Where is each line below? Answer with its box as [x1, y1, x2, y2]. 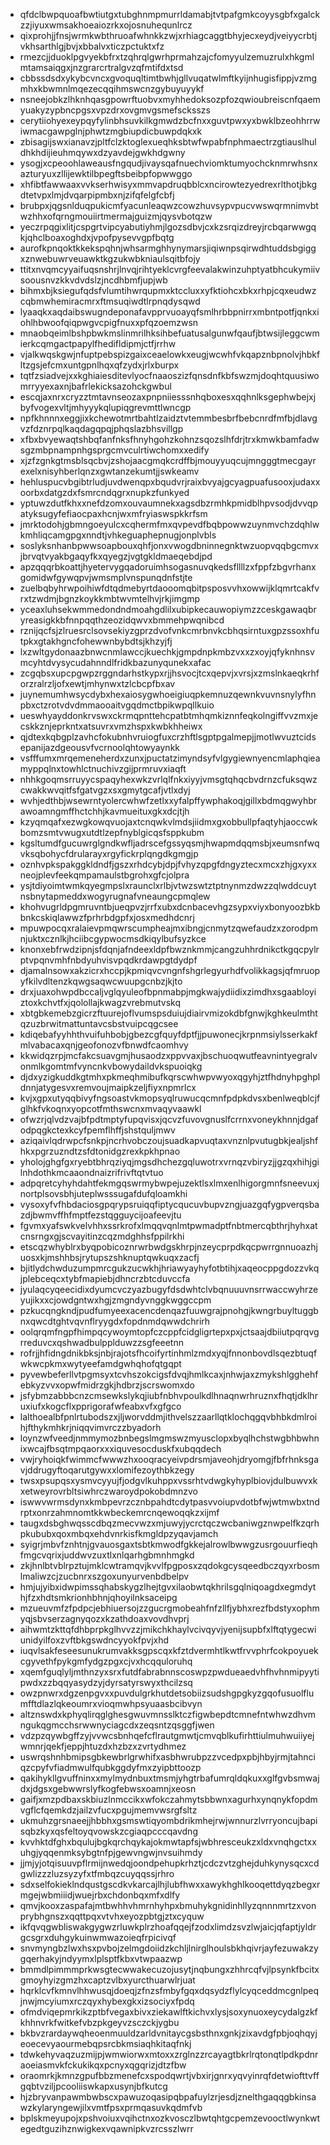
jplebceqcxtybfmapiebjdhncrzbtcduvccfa [19, 1273, 191, 1284]
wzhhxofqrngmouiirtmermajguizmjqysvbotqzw [19, 210, 213, 222]
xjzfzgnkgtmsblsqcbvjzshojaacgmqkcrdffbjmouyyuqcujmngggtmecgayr [19, 455, 317, 466]
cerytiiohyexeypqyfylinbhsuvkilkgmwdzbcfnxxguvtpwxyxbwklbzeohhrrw [19, 115, 321, 126]
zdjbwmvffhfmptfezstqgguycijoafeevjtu [19, 1209, 182, 1221]
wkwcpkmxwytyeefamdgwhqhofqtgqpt [19, 1358, 182, 1369]
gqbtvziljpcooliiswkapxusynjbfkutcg [19, 2080, 168, 2092]
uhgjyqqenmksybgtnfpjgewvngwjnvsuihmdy [19, 1847, 203, 1858]
